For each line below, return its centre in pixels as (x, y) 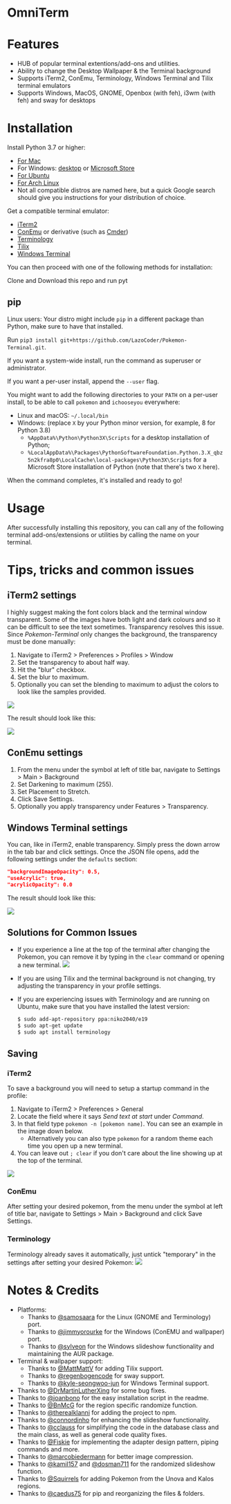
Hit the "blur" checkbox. (52, 670)
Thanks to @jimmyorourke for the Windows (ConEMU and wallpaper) (126, 1331)
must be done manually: (41, 641)
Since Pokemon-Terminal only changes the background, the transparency (112, 634)
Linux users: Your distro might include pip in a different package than (105, 319)
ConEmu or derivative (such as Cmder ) (73, 232)
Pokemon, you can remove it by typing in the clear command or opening (121, 957)
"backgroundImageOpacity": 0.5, (54, 872)
